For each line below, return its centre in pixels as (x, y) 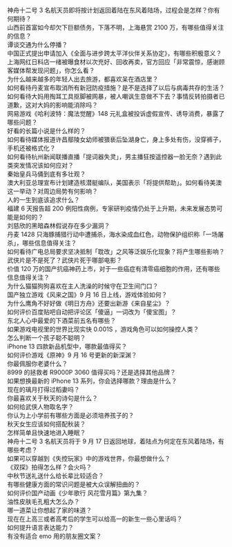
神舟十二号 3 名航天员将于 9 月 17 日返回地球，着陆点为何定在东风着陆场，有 (116, 441)
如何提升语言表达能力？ (40, 527)
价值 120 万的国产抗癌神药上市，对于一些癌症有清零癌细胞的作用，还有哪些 (114, 269)
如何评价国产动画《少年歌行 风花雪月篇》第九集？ (78, 493)
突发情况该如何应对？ (43, 165)
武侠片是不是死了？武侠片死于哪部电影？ (65, 260)
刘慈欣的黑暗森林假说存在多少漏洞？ (59, 226)
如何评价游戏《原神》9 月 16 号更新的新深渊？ (72, 355)
